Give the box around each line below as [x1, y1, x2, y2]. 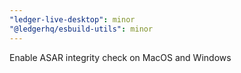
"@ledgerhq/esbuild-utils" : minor [9, 24, 154, 34]
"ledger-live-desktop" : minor [9, 14, 136, 25]
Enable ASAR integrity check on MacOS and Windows [9, 51, 232, 63]
